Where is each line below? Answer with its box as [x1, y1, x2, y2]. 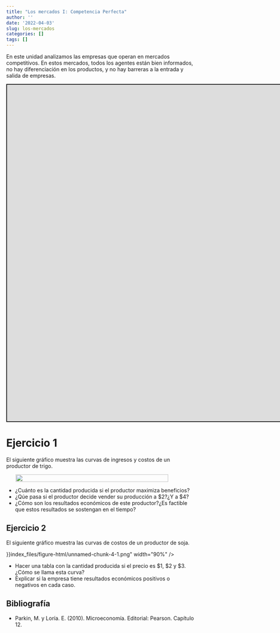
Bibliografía [6, 599, 51, 609]
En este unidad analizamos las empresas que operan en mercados [6, 53, 170, 60]
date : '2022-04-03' [6, 20, 55, 26]
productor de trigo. [6, 462, 53, 470]
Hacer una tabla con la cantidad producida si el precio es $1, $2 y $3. [14, 562, 187, 569]
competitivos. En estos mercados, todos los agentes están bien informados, [6, 59, 193, 66]
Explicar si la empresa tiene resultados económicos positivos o [14, 575, 171, 582]
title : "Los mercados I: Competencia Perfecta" [6, 8, 127, 15]
